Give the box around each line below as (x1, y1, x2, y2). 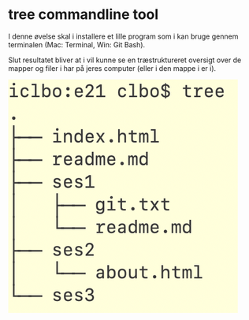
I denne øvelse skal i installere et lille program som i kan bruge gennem (8, 32, 239, 41)
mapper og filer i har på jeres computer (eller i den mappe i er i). (8, 63, 217, 73)
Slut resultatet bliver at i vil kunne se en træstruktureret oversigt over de (8, 55, 242, 65)
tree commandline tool (8, 6, 159, 24)
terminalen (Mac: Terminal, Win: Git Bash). (8, 39, 146, 49)
